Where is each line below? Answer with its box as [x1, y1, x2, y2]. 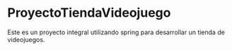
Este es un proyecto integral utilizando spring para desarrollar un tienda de [7, 28, 225, 36]
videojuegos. [7, 35, 45, 43]
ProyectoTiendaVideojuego [7, 5, 171, 21]
